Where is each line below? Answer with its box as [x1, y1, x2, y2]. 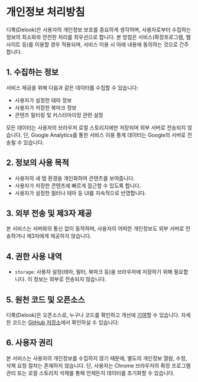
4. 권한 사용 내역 [6, 251, 62, 261]
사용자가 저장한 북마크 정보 [14, 104, 77, 111]
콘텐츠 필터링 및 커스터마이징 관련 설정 [14, 111, 103, 118]
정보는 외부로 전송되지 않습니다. [33, 276, 106, 283]
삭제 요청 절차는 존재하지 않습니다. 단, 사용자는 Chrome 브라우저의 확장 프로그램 [6, 362, 191, 369]
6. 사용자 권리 [6, 338, 53, 348]
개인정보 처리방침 [6, 5, 85, 19]
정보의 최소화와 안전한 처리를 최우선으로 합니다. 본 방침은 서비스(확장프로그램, [6, 33, 185, 40]
